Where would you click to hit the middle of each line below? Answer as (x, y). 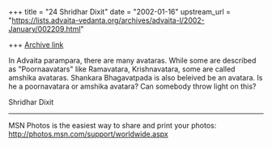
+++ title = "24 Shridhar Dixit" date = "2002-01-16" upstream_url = (120, 12)
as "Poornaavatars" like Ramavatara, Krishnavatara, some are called (122, 69)
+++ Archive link (36, 45)
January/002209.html (45, 29)
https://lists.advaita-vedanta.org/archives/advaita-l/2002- (108, 20)
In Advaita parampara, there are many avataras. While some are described (132, 61)
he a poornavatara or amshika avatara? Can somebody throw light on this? (132, 86)
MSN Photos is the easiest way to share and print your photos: (113, 125)
